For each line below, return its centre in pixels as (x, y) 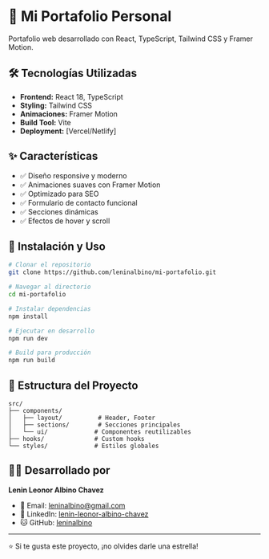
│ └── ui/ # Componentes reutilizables (100, 432)
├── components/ (35, 410)
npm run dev (28, 338)
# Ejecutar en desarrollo (51, 331)
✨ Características (53, 156)
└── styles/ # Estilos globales (84, 446)
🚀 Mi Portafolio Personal (90, 16)
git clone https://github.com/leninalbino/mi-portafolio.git (112, 272)
